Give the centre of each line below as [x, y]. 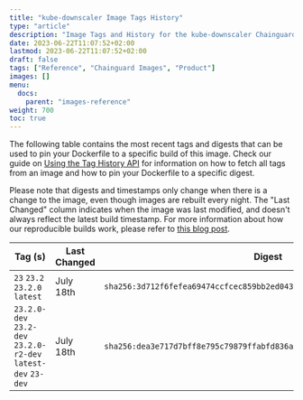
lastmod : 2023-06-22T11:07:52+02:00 [78, 51]
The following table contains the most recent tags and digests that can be [146, 144]
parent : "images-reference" [78, 102]
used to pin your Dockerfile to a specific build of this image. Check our [141, 153]
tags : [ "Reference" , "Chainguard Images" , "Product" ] [113, 69]
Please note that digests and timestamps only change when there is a [138, 191]
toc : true [28, 118]
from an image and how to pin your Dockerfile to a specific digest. [132, 173]
